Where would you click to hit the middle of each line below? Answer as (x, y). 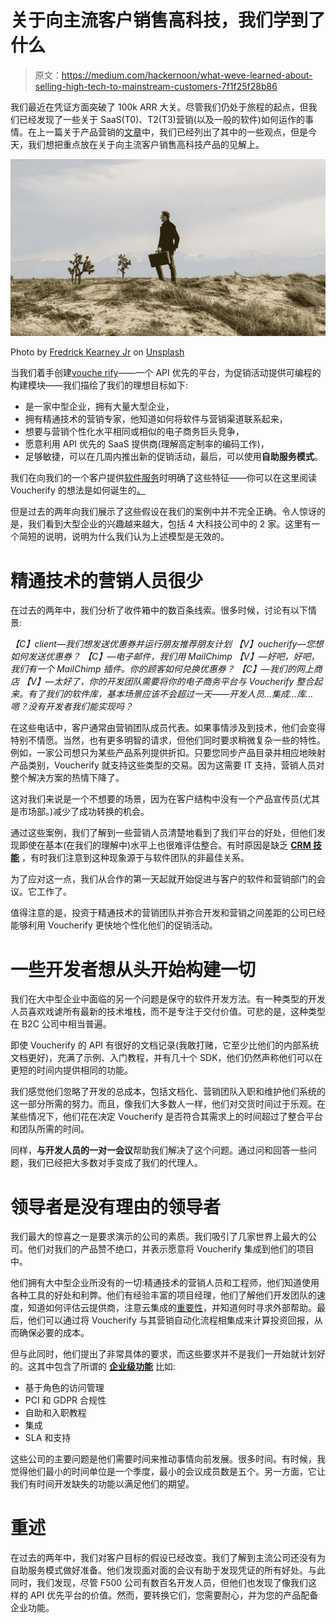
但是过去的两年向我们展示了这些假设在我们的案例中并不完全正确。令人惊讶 (163, 512)
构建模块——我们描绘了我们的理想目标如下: (99, 385)
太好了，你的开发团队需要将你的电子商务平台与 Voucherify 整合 (184, 682)
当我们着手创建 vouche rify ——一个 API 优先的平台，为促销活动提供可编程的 (166, 373)
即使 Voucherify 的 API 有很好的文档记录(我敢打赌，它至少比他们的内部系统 (165, 1045)
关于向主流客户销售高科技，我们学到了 (168, 20)
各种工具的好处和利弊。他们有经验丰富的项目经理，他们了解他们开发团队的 (163, 1295)
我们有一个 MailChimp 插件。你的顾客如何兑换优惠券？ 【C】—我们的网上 (162, 669)
